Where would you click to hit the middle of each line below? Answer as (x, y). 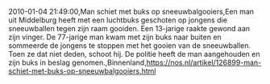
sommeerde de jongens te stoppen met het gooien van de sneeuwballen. (130, 46)
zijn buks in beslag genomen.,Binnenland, (77, 62)
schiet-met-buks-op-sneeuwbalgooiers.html (82, 71)
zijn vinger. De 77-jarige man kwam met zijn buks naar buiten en (115, 37)
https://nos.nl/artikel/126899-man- (204, 62)
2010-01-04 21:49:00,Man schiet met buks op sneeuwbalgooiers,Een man (131, 12)
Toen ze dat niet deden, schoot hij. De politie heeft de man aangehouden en (134, 54)
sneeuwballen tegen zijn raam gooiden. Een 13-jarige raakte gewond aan (129, 28)
